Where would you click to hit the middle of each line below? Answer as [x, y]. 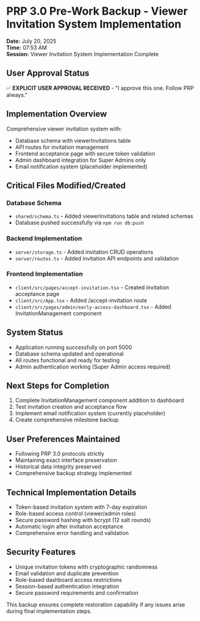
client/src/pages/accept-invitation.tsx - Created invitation [92, 287]
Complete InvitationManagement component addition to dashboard [99, 400]
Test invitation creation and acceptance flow [71, 407]
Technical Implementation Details [71, 492]
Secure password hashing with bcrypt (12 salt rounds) [83, 520]
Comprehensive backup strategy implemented [73, 473]
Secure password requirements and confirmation [77, 592]
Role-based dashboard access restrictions [68, 580]
